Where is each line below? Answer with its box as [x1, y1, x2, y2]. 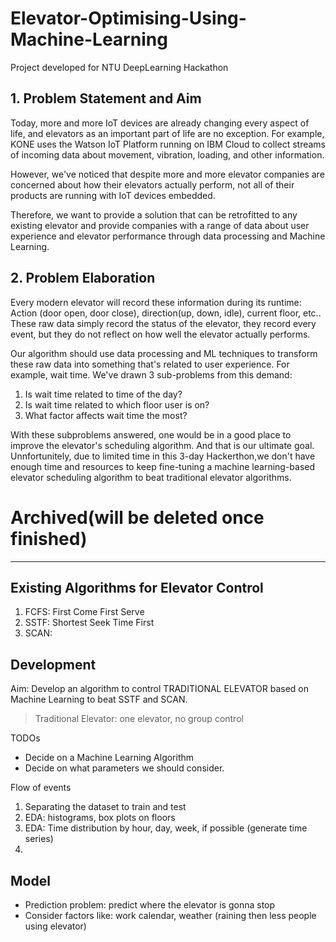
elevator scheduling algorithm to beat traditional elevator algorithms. [10, 471, 292, 483]
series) [24, 833, 54, 845]
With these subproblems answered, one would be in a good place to [10, 428, 292, 441]
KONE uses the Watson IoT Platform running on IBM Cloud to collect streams [10, 138, 326, 150]
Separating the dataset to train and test [24, 801, 187, 813]
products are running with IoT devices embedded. [10, 189, 216, 201]
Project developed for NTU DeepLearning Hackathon [10, 61, 229, 73]
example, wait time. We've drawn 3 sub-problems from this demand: [10, 368, 293, 381]
